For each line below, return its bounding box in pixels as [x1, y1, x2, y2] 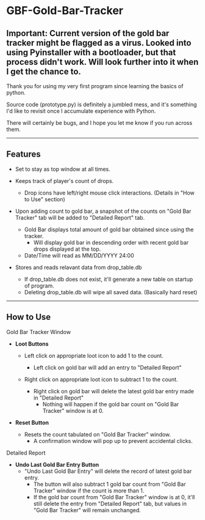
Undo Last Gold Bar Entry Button [15, 461, 99, 468]
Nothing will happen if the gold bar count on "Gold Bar [42, 400, 179, 407]
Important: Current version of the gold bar [6, 28, 170, 39]
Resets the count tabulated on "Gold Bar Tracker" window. [24, 431, 171, 438]
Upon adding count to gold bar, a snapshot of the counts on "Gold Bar [15, 207, 192, 215]
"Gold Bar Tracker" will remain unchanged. [33, 506, 142, 514]
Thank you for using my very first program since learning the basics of [6, 83, 184, 89]
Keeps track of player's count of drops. [15, 177, 114, 184]
